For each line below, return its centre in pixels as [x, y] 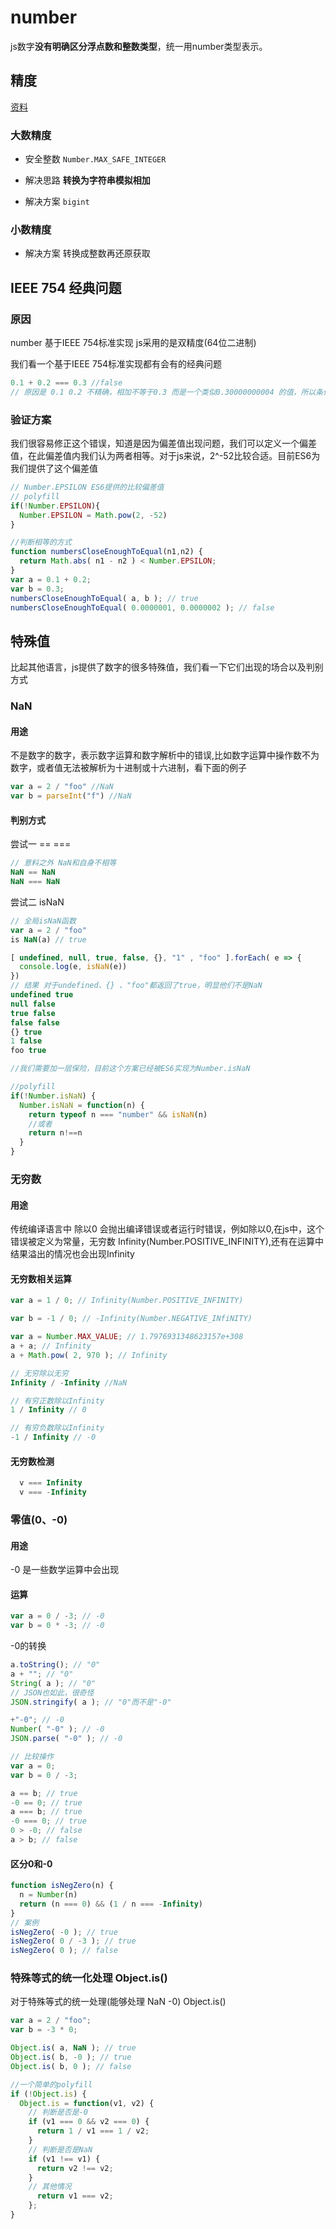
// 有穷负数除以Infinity [57, 1428]
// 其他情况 [50, 2187]
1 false [26, 1041]
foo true [28, 1051]
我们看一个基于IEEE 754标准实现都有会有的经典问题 [116, 364]
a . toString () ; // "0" [55, 1665]
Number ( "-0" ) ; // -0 [57, 1729]
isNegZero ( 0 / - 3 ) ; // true [73, 1941]
